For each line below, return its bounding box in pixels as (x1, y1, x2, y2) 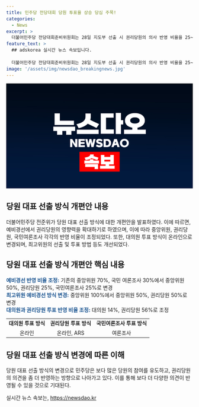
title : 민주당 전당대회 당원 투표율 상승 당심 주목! (6, 9, 117, 15)
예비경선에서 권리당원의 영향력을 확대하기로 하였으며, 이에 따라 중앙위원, (6, 225, 172, 233)
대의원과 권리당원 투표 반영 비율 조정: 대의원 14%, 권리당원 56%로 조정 (6, 306, 169, 313)
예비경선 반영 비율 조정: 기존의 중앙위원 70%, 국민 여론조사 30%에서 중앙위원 (6, 276, 185, 284)
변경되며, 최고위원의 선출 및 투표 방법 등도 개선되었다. (6, 240, 129, 247)
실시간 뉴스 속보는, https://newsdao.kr (6, 394, 97, 401)
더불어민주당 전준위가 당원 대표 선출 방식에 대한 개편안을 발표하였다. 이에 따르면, (6, 218, 191, 225)
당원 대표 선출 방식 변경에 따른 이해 (6, 350, 125, 360)
